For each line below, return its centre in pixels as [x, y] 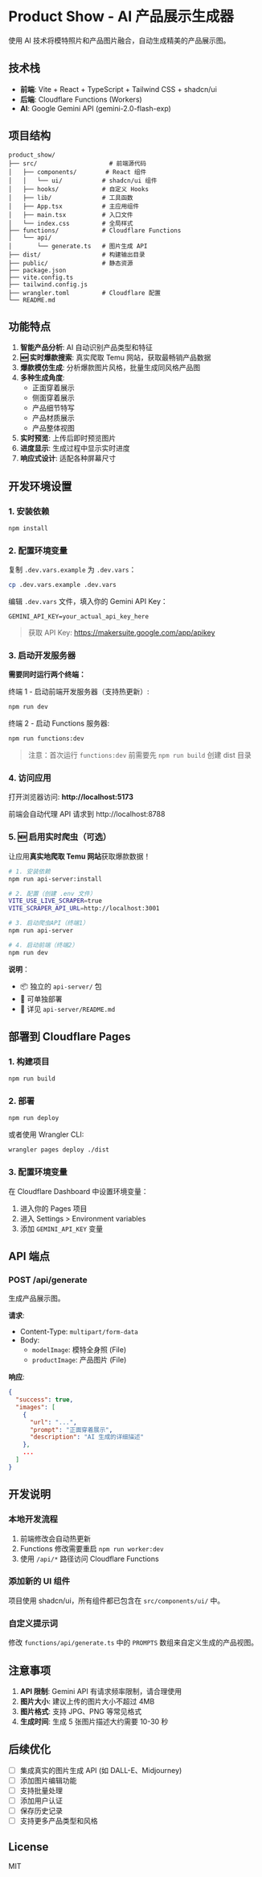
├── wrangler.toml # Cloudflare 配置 [84, 293]
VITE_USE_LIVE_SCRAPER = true [55, 901]
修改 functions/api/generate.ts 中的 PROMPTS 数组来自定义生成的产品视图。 [133, 1642]
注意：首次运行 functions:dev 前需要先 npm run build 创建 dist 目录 [139, 755]
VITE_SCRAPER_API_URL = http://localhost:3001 [84, 909]
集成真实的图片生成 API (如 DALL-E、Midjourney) [101, 1770]
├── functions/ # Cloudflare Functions [95, 231]
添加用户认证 [41, 1800]
